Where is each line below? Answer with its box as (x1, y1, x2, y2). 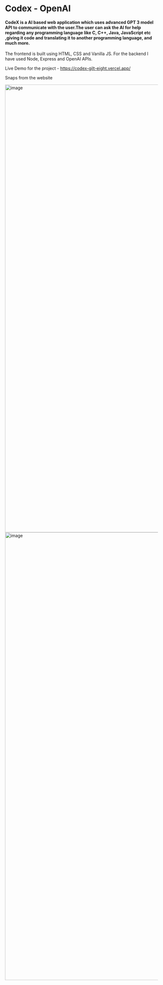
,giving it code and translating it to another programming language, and (5, 35, 152, 40)
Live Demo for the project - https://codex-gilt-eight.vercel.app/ (5, 65, 131, 71)
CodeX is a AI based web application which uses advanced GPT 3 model (5, 19, 154, 25)
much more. (5, 40, 30, 46)
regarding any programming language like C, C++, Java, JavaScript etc (5, 30, 151, 36)
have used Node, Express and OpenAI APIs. (5, 56, 93, 62)
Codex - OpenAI (5, 3, 71, 14)
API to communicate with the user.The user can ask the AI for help (5, 24, 142, 30)
